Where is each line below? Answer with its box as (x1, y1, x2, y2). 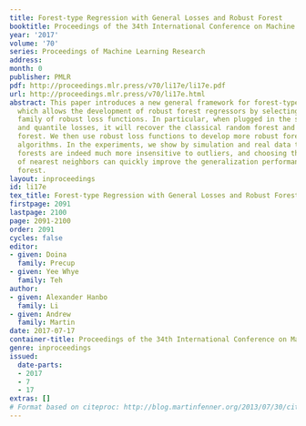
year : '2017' (9, 30, 59, 39)
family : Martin (17, 318, 76, 328)
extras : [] (9, 394, 51, 403)
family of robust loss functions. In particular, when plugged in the (17, 115, 291, 124)
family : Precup (17, 259, 76, 269)
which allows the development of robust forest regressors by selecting (17, 106, 300, 116)
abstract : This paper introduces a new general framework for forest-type (9, 97, 300, 107)
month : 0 (9, 65, 43, 74)
